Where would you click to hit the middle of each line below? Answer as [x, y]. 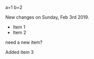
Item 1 [19, 27]
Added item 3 [20, 52]
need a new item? [24, 42]
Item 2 [19, 32]
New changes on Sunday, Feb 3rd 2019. [47, 17]
